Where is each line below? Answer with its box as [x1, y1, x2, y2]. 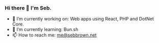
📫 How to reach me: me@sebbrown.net [12, 32, 97, 38]
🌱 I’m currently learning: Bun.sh [12, 26, 78, 32]
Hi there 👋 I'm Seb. [5, 4, 52, 11]
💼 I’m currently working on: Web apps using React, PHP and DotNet [12, 16, 154, 22]
